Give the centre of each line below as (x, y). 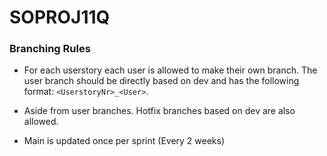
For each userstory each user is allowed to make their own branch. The (170, 70)
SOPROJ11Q (60, 17)
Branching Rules (50, 49)
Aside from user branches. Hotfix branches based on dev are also (159, 111)
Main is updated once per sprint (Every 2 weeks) (124, 141)
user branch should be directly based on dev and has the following (161, 81)
